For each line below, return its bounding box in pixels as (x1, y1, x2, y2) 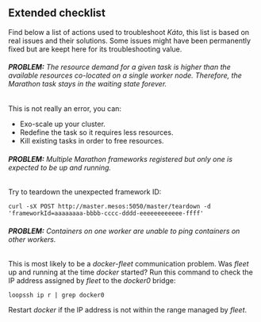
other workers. (8, 234, 56, 244)
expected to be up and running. (8, 163, 112, 172)
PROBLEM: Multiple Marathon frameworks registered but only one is (8, 154, 232, 163)
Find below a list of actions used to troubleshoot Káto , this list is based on (8, 27, 250, 36)
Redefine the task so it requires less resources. (19, 128, 174, 137)
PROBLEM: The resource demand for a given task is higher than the (8, 63, 232, 72)
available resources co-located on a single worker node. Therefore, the (8, 71, 242, 80)
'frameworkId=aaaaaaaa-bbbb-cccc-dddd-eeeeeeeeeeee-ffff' (8, 209, 204, 217)
